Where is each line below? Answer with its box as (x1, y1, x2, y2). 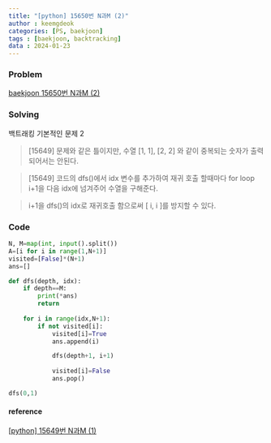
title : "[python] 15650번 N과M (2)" (8, 11, 129, 20)
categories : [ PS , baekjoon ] (8, 27, 104, 35)
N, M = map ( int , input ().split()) (8, 240, 118, 248)
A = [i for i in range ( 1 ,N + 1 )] (8, 247, 107, 256)
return (37, 299, 60, 308)
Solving (8, 109, 40, 120)
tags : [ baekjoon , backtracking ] (8, 34, 122, 43)
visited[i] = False (51, 367, 111, 376)
